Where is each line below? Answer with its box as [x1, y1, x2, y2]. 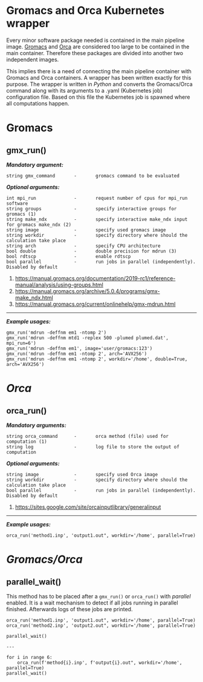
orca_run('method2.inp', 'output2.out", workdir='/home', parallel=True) [6, 622, 196, 629]
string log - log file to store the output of [6, 443, 180, 450]
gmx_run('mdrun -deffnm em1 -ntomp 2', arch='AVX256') [6, 351, 147, 357]
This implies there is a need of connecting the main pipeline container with [6, 67, 192, 74]
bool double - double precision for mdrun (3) [6, 248, 177, 254]
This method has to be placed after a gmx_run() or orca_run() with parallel [6, 592, 192, 600]
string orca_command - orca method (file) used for [6, 433, 169, 439]
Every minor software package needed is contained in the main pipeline [6, 36, 185, 44]
